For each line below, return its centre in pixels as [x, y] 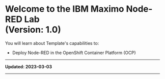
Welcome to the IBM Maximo [65, 9]
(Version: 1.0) [33, 30]
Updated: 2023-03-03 [29, 66]
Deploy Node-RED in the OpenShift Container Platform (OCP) [74, 53]
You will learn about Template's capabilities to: [52, 43]
